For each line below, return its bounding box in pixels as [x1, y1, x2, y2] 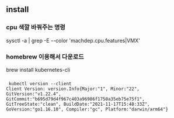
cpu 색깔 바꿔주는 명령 [6, 23, 66, 32]
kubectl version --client [8, 81, 72, 86]
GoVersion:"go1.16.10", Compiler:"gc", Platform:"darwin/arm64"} [6, 106, 168, 112]
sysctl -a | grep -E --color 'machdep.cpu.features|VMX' [6, 37, 140, 44]
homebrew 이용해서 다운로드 [6, 53, 85, 61]
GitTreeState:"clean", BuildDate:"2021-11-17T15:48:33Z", [6, 101, 150, 107]
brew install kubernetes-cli [6, 66, 71, 73]
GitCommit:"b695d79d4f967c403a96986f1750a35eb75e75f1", [6, 96, 145, 102]
